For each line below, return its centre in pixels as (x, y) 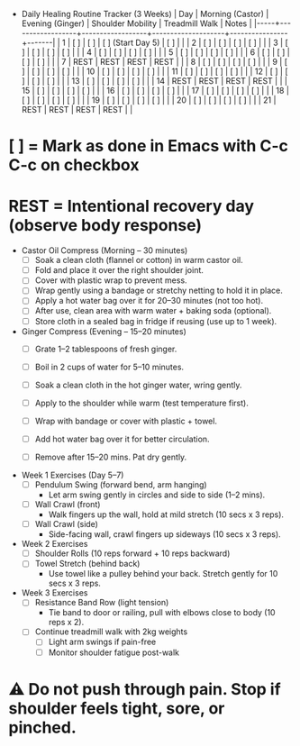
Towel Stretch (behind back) (87, 564)
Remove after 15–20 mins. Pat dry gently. (111, 457)
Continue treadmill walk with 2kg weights (111, 632)
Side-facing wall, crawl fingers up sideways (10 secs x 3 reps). (164, 534)
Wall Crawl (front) (68, 505)
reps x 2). (66, 623)
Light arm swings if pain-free (102, 642)
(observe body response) (105, 226)
